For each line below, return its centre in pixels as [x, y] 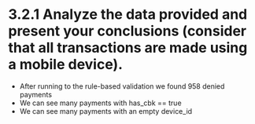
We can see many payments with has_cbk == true [101, 103]
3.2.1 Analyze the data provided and [128, 15]
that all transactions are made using [128, 48]
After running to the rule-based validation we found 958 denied [122, 86]
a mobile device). [66, 65]
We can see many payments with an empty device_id [106, 111]
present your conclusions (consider [127, 31]
